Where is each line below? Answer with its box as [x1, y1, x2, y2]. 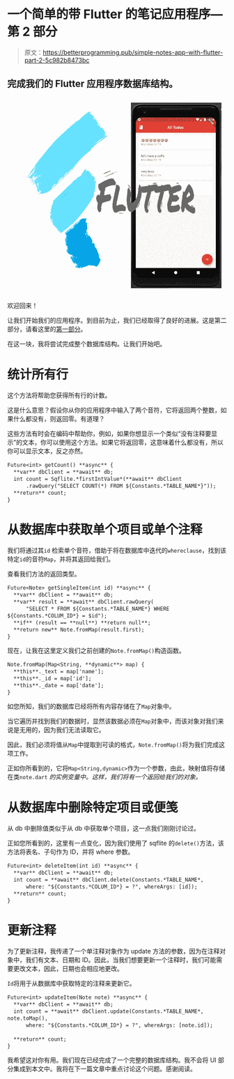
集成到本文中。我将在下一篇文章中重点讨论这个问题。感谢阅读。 [13, 1064, 196, 1073]
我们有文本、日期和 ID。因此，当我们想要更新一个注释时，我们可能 [25, 956, 217, 964]
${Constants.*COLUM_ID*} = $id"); [7, 613, 108, 620]
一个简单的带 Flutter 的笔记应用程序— [7, 6, 223, 22]
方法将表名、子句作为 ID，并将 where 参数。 [7, 848, 134, 856]
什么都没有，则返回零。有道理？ [13, 415, 105, 423]
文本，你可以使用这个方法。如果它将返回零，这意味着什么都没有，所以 [22, 438, 224, 447]
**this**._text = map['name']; [13, 668, 104, 675]
